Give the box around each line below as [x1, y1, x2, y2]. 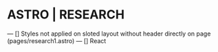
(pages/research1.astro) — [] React [7, 36, 107, 44]
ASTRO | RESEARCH [7, 7, 125, 23]
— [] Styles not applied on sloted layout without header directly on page [7, 29, 211, 38]
